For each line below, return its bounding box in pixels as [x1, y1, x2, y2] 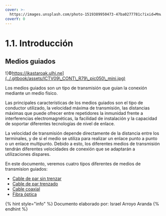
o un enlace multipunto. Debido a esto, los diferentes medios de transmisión [5, 141, 160, 147]
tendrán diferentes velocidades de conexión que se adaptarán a [5, 146, 135, 152]
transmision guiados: [5, 166, 48, 172]
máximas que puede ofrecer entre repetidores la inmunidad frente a [5, 110, 143, 116]
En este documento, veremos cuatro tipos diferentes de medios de [5, 161, 141, 167]
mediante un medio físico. [5, 90, 58, 96]
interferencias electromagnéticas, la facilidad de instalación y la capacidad [5, 115, 157, 121]
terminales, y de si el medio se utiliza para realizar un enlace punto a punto [5, 136, 158, 142]
